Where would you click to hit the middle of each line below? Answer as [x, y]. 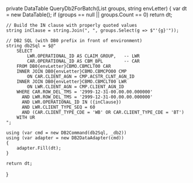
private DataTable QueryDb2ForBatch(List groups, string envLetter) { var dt [96, 8]
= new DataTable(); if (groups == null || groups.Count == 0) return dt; [89, 15]
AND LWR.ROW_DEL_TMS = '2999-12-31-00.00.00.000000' [87, 97]
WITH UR [26, 118]
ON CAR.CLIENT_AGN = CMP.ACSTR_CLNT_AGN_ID [81, 77]
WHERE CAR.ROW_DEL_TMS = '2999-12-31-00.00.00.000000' [85, 92]
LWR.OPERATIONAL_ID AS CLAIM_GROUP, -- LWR [84, 56]
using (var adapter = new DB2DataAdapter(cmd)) [65, 138]
